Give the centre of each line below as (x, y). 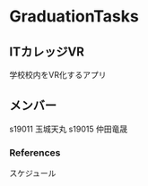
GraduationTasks (74, 17)
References (35, 152)
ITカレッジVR (47, 51)
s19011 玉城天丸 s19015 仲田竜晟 (69, 129)
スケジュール (33, 173)
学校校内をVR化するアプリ (58, 75)
